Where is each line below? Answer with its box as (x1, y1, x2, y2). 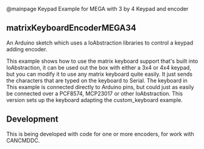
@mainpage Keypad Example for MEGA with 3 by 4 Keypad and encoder (6, 5, 189, 12)
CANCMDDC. (6, 137, 40, 144)
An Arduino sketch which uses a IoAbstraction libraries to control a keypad (6, 39, 194, 46)
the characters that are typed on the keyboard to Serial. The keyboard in (6, 76, 188, 84)
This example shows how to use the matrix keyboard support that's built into (6, 57, 199, 65)
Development (6, 114, 59, 125)
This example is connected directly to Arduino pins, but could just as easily (6, 83, 194, 90)
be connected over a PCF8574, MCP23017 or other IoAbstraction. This (6, 90, 183, 97)
